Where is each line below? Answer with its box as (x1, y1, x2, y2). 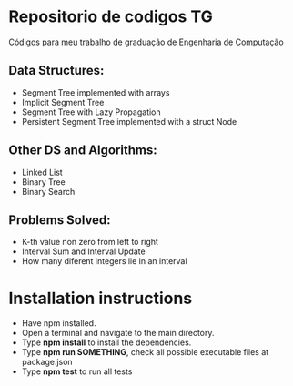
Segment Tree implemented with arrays (21, 86, 170, 97)
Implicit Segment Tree (21, 96, 105, 107)
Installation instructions (8, 288, 193, 309)
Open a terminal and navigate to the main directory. (21, 328, 215, 339)
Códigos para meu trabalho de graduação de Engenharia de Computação (8, 36, 284, 47)
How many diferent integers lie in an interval (21, 256, 187, 267)
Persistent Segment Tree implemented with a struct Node (21, 116, 237, 127)
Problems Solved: (8, 212, 111, 228)
